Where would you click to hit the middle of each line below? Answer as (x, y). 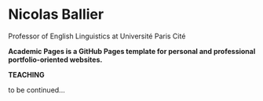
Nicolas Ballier (56, 14)
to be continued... (37, 90)
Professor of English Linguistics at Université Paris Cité (97, 36)
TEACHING (26, 74)
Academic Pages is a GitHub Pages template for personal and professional (132, 51)
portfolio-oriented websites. (55, 60)
